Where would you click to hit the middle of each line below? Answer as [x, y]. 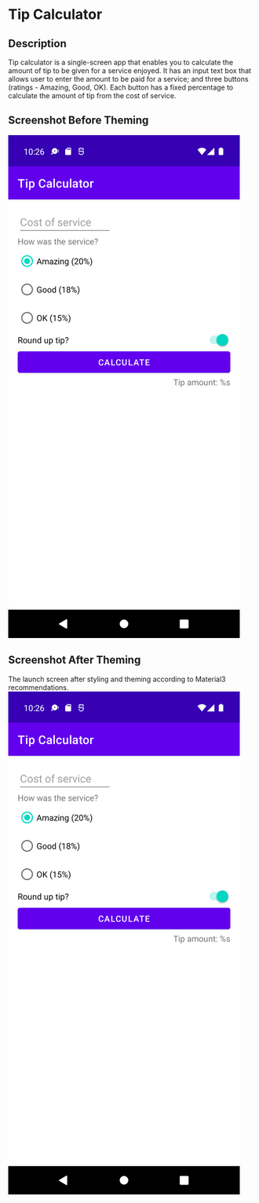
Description [37, 44]
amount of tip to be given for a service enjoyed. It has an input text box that [130, 71]
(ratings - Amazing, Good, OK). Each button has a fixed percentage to [121, 87]
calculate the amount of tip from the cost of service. [92, 95]
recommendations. [38, 687]
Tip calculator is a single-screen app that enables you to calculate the [121, 62]
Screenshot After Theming [75, 660]
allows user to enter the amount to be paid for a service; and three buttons [128, 79]
